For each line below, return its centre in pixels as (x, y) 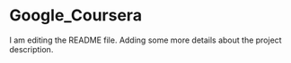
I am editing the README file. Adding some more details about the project (145, 40)
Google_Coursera (75, 16)
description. (31, 49)
